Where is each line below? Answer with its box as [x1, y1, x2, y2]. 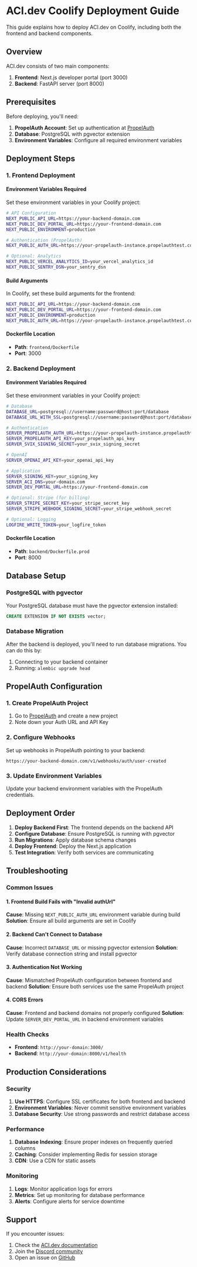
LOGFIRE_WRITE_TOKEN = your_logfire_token [6, 522, 107, 528]
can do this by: [6, 646, 42, 653]
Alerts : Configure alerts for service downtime [14, 1198, 125, 1205]
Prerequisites [6, 97, 56, 107]
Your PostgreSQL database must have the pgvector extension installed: [6, 602, 178, 609]
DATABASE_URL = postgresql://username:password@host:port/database [6, 408, 169, 415]
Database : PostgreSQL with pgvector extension [14, 130, 130, 138]
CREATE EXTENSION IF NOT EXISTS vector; [6, 613, 107, 619]
